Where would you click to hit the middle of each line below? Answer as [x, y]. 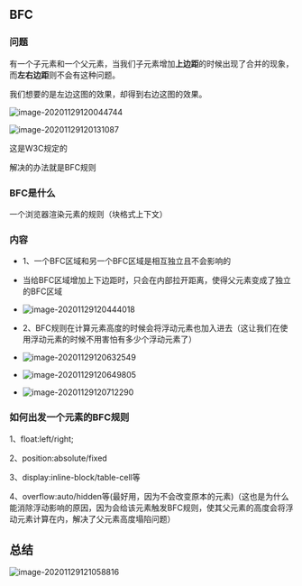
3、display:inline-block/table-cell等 [75, 477]
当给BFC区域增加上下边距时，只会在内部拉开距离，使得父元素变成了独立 [156, 280]
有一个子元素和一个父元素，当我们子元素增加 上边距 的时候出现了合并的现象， [151, 63]
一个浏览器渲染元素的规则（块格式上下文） [88, 214]
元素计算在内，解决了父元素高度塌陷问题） [96, 518]
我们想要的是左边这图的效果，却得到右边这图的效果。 [108, 94]
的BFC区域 [42, 291]
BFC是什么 [32, 193]
